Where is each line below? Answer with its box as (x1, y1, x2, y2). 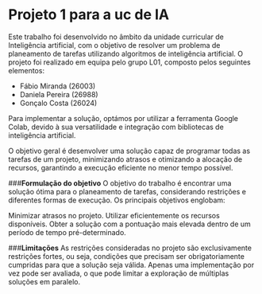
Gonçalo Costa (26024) (19, 98, 98, 108)
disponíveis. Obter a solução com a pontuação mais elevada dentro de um (8, 219, 252, 229)
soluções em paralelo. (8, 276, 81, 286)
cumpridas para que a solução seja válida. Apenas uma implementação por (8, 260, 255, 269)
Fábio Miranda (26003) (19, 81, 96, 91)
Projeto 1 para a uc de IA (8, 6, 170, 24)
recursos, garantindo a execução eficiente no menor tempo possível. (8, 163, 233, 172)
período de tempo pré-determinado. (8, 227, 127, 237)
